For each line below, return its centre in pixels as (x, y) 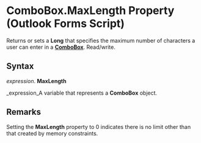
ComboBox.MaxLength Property (90, 11)
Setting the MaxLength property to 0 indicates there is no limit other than (99, 127)
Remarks (24, 112)
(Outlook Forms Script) (66, 24)
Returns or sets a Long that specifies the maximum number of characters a (101, 40)
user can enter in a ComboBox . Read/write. (61, 47)
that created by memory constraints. (52, 133)
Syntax (20, 66)
